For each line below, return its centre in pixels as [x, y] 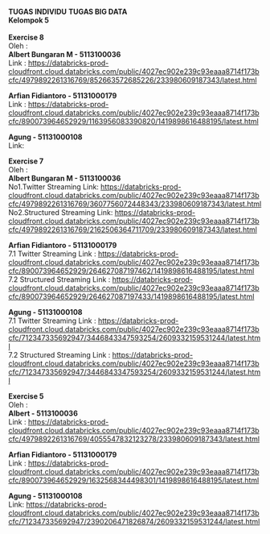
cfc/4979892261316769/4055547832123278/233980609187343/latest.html [134, 439]
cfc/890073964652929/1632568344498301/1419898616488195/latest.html [134, 480]
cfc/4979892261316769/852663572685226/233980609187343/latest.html [133, 80]
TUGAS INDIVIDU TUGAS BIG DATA [68, 12]
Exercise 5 [26, 396]
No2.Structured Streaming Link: [61, 212]
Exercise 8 [26, 37]
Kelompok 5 [29, 20]
